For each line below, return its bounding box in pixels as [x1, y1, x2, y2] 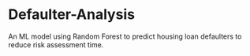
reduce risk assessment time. [8, 39, 104, 49]
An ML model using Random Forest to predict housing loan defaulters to [8, 32, 242, 41]
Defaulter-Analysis [8, 6, 136, 24]
